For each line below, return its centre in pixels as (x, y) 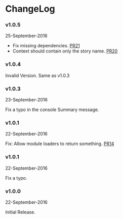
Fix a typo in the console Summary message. (52, 109)
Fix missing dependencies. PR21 (46, 46)
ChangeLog (30, 9)
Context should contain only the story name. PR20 (65, 51)
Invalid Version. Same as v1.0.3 (37, 75)
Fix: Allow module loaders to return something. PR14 (60, 144)
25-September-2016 (27, 36)
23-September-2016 (27, 100)
